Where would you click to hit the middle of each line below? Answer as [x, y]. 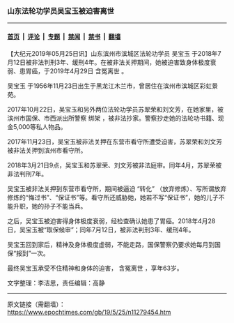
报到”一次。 [33, 253]
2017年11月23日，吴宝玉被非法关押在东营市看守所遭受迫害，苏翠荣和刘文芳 [115, 142]
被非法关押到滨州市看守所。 [47, 150]
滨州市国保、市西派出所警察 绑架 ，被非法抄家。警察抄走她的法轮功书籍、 [112, 118]
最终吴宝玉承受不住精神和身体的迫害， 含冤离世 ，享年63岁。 [95, 268]
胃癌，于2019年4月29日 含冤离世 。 [76, 70]
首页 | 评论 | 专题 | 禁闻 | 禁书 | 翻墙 [64, 36]
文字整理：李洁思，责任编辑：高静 [56, 283]
